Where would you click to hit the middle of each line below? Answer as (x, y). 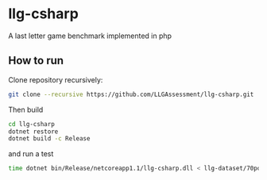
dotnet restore (33, 132)
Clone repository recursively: (56, 79)
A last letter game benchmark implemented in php (90, 36)
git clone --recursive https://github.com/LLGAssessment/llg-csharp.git (131, 94)
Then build (26, 109)
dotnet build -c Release (49, 139)
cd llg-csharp (32, 124)
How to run (36, 61)
